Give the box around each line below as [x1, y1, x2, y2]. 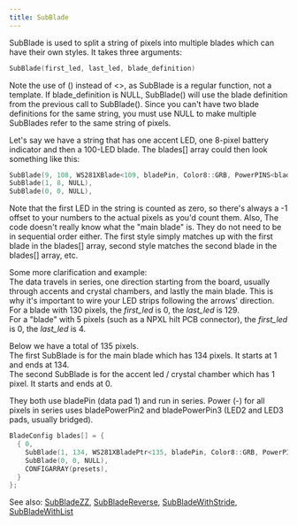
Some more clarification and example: [9, 267, 148, 278]
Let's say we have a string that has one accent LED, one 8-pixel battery [9, 135, 270, 145]
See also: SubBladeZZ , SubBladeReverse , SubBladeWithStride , [9, 497, 238, 507]
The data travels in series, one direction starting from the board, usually [9, 276, 270, 288]
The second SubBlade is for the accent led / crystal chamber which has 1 [9, 369, 276, 380]
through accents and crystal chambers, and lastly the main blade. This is [9, 286, 274, 297]
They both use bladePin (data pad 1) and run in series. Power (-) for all [9, 396, 265, 406]
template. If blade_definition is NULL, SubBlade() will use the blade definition [9, 89, 288, 100]
